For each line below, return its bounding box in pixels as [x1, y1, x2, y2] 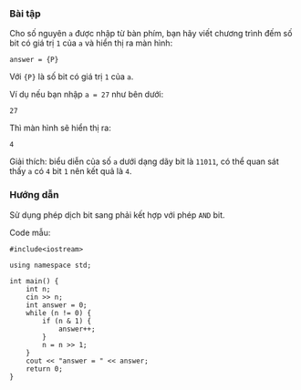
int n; [26, 284, 51, 293]
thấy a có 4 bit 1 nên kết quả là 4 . [9, 166, 132, 177]
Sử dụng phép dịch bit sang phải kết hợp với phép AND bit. [9, 209, 225, 221]
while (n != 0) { [26, 308, 92, 317]
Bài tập [9, 7, 41, 20]
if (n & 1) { [42, 316, 92, 325]
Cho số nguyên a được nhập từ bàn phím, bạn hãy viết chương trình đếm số [9, 28, 293, 39]
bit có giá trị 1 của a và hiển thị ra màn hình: [9, 37, 173, 48]
